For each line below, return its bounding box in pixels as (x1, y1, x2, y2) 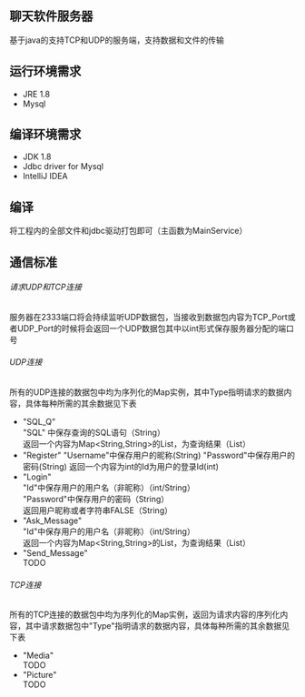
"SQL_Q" (22, 417, 56, 428)
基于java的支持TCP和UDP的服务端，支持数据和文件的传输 (9, 35, 224, 45)
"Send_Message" (22, 548, 88, 559)
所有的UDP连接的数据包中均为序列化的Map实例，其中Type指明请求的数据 (9, 387, 284, 398)
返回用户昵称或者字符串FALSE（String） (22, 505, 172, 516)
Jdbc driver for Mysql (22, 161, 104, 172)
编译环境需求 (9, 126, 82, 143)
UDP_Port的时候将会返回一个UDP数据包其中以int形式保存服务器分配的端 (16, 322, 287, 334)
